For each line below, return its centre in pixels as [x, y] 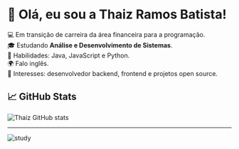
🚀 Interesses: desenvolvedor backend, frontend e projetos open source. [113, 73]
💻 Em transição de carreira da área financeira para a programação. [106, 34]
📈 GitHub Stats [42, 97]
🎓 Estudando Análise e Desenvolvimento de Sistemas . [90, 45]
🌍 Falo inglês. [28, 63]
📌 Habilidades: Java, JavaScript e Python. [69, 55]
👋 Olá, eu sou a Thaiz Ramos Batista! [117, 15]
